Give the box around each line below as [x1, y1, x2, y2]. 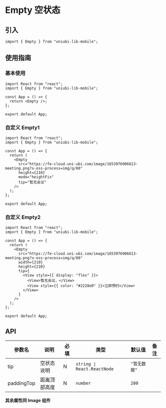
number [76, 380, 91, 386]
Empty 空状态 [5, 4, 61, 16]
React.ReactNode [76, 366, 114, 372]
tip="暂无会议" [18, 180, 47, 184]
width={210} [18, 260, 43, 265]
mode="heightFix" [18, 174, 54, 180]
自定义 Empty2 [5, 214, 41, 221]
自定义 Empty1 [5, 124, 40, 131]
